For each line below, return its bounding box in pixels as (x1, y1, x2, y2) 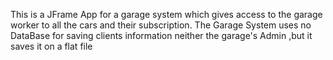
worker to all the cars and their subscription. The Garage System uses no (10, 19, 312, 31)
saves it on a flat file (10, 40, 93, 52)
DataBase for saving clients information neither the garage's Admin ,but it (10, 30, 313, 41)
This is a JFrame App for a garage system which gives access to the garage (10, 9, 323, 20)
